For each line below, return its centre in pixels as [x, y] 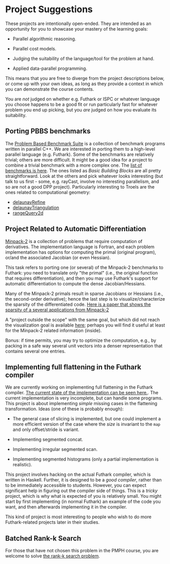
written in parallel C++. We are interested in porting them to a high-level [80, 149]
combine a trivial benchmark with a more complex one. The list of [74, 165]
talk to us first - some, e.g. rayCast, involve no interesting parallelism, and [82, 181]
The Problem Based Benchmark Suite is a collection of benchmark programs [85, 143]
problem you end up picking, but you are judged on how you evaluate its [81, 110]
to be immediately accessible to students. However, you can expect [76, 486]
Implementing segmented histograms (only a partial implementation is [86, 459]
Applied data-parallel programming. [50, 68]
